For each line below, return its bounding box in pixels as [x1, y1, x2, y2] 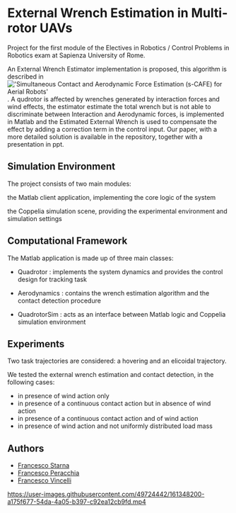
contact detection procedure [17, 296, 101, 305]
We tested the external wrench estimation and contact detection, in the [7, 371, 214, 379]
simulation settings [7, 214, 62, 222]
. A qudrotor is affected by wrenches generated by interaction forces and [7, 94, 220, 103]
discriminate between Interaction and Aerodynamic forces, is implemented [7, 110, 225, 118]
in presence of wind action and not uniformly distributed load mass [17, 422, 213, 430]
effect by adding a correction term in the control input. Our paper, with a [7, 125, 218, 133]
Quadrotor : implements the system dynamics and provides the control [17, 267, 223, 276]
